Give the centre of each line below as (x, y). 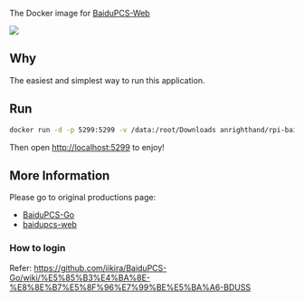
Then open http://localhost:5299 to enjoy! (87, 147)
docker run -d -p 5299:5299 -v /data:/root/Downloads (113, 130)
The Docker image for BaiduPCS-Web (80, 13)
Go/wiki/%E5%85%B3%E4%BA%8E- (80, 277)
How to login (38, 248)
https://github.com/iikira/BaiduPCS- (100, 267)
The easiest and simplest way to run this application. (107, 80)
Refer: (21, 267)
